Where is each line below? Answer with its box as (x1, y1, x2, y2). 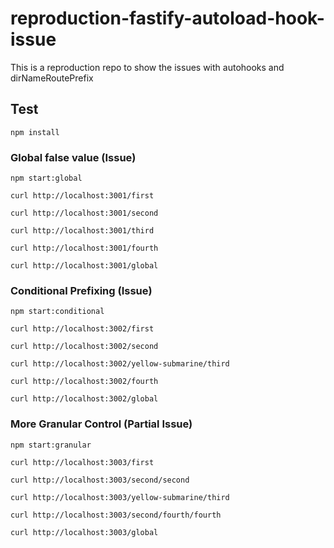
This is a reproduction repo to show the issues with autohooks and (10, 61, 285, 73)
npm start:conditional (10, 307, 105, 317)
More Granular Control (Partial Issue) (10, 417, 193, 431)
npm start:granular (10, 440, 92, 450)
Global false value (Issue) (10, 150, 137, 164)
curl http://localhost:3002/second (10, 342, 159, 352)
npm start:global (10, 173, 83, 184)
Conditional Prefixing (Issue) (10, 283, 153, 297)
